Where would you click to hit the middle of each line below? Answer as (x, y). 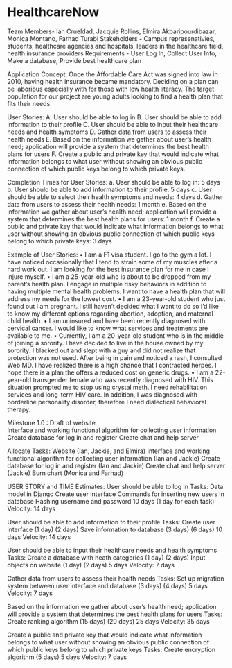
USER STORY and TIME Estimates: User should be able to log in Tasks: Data (115, 486)
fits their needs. (29, 103)
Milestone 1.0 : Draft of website (51, 422)
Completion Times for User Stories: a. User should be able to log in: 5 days (114, 182)
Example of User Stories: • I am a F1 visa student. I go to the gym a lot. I (109, 255)
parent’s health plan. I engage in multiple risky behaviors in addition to (107, 284)
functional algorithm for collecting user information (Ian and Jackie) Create (114, 458)
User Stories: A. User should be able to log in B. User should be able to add (114, 117)
